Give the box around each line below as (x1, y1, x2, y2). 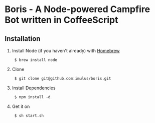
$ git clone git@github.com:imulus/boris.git (14, 76, 111, 81)
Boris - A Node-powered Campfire (5, 4, 150, 15)
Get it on (12, 103, 30, 109)
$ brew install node (14, 57, 57, 63)
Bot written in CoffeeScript (5, 14, 118, 26)
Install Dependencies (12, 85, 56, 91)
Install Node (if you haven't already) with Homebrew (12, 48, 120, 53)
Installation (5, 34, 41, 43)
